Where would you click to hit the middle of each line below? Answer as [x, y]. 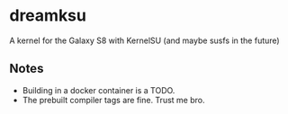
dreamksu [48, 16]
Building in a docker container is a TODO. [99, 90]
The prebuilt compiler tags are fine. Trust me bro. [113, 100]
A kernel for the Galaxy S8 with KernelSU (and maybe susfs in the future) [145, 40]
